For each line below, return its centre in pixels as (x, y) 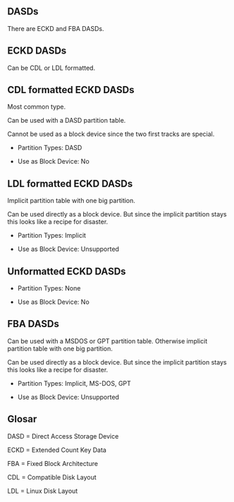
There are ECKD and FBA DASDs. (56, 28)
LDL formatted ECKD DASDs (70, 184)
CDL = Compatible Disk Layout (52, 477)
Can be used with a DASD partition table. (67, 121)
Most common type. (36, 107)
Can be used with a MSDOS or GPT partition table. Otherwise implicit (107, 341)
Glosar (22, 419)
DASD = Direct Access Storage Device (63, 436)
